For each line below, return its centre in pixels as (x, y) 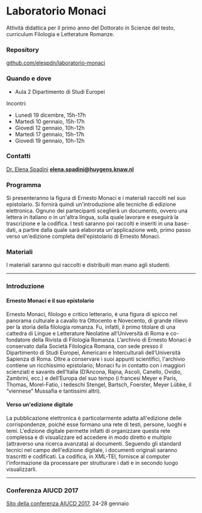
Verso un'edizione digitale (40, 405)
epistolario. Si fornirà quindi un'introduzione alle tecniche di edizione (91, 204)
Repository (23, 49)
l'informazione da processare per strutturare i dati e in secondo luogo (92, 462)
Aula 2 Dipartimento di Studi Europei (60, 92)
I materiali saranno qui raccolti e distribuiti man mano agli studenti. (88, 265)
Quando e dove (29, 78)
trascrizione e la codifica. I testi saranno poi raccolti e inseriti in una (90, 223)
